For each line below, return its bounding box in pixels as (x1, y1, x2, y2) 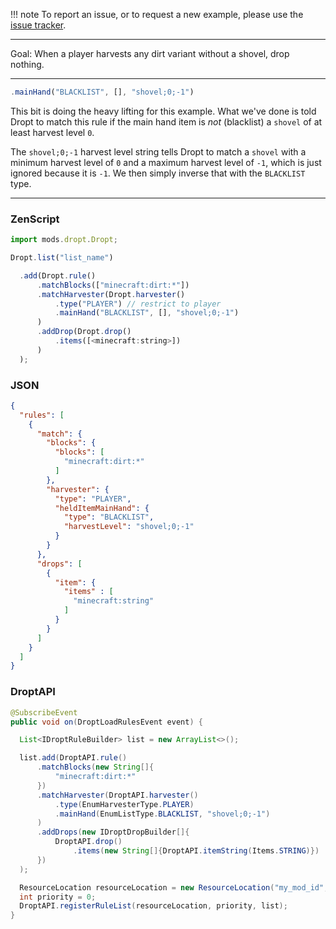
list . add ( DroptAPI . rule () (19, 753, 128, 763)
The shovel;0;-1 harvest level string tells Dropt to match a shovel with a (10, 145, 307, 158)
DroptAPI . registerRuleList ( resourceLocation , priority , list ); (19, 901, 288, 911)
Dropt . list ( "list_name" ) (10, 253, 114, 263)
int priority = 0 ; (19, 892, 97, 902)
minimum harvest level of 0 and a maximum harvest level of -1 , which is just (10, 156, 322, 168)
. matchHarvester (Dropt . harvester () (36, 289, 186, 299)
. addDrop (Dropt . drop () (36, 327, 132, 337)
